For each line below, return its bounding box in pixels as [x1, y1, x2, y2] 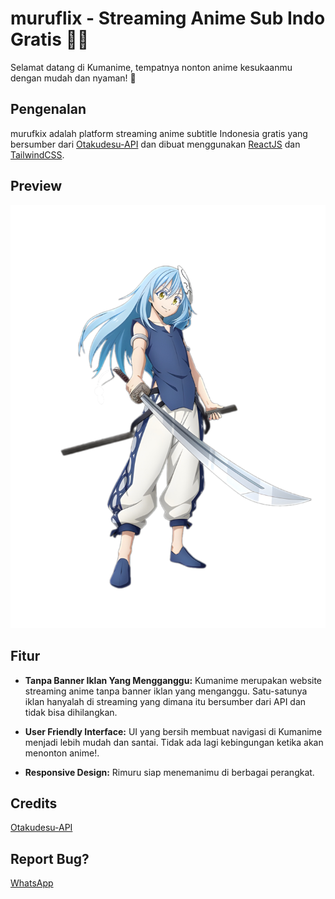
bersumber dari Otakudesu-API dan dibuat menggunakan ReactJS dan [10, 138, 301, 150]
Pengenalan [10, 101, 87, 118]
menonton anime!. [24, 747, 100, 759]
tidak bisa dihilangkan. [24, 706, 118, 718]
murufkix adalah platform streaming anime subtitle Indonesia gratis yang [10, 127, 308, 139]
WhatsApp [10, 877, 54, 889]
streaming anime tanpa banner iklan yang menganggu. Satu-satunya [24, 685, 308, 697]
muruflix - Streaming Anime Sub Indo [10, 7, 326, 30]
